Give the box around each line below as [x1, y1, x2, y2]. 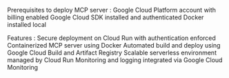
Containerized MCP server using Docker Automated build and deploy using [7, 41, 221, 49]
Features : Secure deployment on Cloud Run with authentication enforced [7, 34, 216, 42]
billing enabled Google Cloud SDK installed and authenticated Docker [7, 13, 204, 21]
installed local [7, 21, 47, 28]
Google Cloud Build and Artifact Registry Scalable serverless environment [7, 48, 217, 57]
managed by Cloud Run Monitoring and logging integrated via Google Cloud [7, 56, 223, 64]
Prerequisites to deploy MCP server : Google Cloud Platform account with [7, 6, 216, 14]
